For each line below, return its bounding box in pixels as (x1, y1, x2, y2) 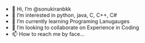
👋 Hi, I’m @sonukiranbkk (11, 6, 72, 12)
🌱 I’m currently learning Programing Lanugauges (11, 18, 130, 24)
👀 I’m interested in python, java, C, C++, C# (11, 12, 117, 19)
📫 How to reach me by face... (11, 31, 85, 37)
